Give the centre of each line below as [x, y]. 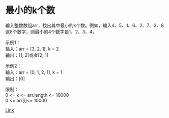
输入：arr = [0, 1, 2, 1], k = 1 [34, 72]
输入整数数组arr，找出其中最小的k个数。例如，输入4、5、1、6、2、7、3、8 [84, 25]
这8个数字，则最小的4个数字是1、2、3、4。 [51, 31]
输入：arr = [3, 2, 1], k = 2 [32, 49]
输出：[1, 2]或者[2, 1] [27, 55]
